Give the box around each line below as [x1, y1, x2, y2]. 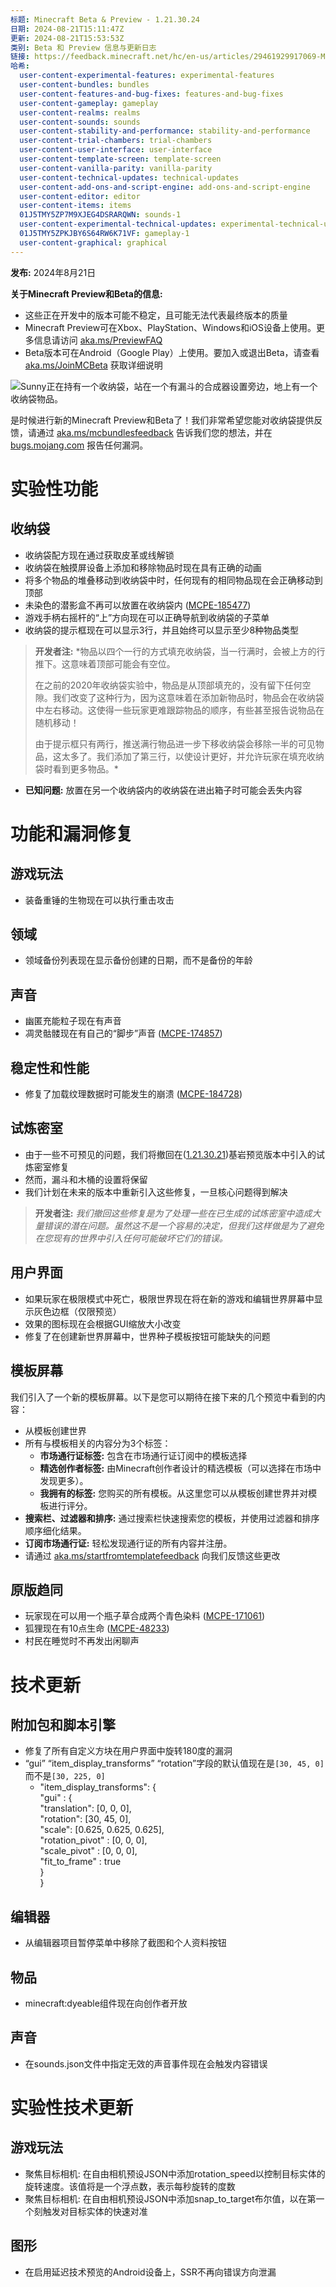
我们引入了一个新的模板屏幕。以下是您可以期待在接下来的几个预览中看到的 [10, 1391, 317, 1403]
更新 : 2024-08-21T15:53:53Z [10, 33, 125, 43]
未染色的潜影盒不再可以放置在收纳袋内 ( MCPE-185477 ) [24, 599, 252, 611]
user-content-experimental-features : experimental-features [19, 71, 275, 81]
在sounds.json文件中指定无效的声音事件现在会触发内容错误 [24, 2057, 268, 2070]
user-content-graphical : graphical [19, 237, 168, 248]
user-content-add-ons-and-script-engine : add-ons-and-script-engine [19, 182, 311, 192]
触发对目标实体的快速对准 [42, 2205, 148, 2217]
